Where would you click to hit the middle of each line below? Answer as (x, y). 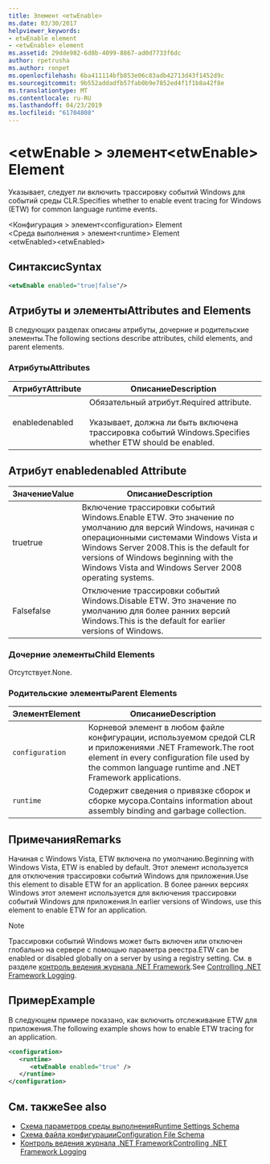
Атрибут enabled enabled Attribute (98, 471)
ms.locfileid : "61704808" (51, 113)
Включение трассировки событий (148, 507)
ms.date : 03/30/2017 (43, 23)
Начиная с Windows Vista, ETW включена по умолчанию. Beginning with (131, 859)
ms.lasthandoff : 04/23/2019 (55, 105)
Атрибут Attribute (47, 388)
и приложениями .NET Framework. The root (171, 748)
